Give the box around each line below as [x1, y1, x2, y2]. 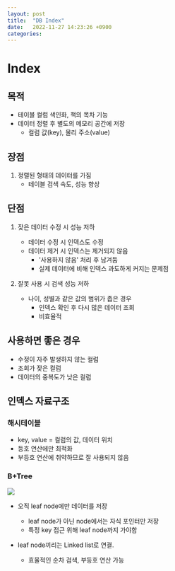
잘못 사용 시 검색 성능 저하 [17, 279, 90, 287]
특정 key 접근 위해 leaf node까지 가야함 [28, 525, 138, 534]
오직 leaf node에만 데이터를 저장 [17, 502, 108, 510]
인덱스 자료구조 [7, 396, 70, 408]
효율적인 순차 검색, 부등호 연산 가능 [28, 555, 125, 564]
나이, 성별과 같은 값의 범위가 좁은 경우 [28, 294, 132, 303]
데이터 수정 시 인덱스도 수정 [28, 238, 104, 246]
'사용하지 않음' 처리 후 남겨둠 [38, 255, 119, 264]
